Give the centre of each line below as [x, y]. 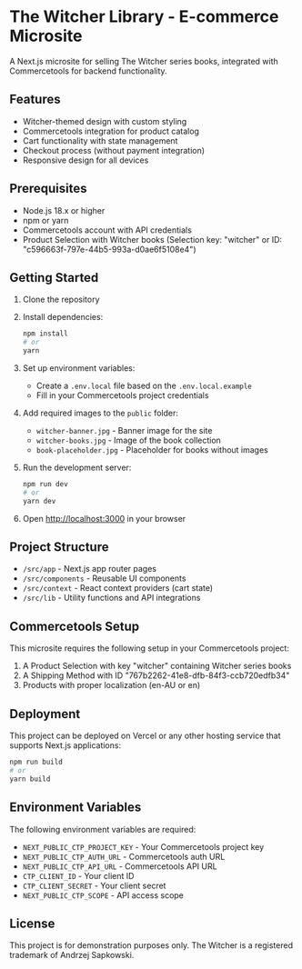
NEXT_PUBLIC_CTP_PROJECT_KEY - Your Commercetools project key [143, 846]
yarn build [30, 779]
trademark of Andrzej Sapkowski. [72, 955]
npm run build [36, 762]
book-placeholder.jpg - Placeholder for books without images [152, 450]
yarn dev [39, 501]
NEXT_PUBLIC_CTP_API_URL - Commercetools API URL [120, 866]
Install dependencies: [63, 317]
